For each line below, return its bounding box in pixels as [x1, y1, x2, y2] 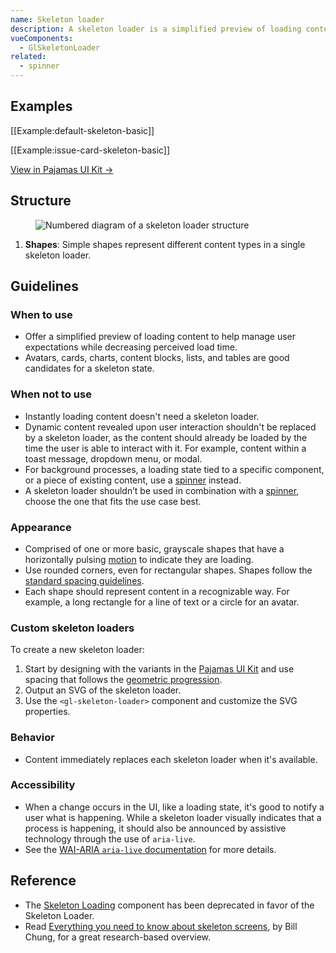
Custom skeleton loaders [10, 621, 135, 635]
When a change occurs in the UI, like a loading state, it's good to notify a [24, 801, 325, 813]
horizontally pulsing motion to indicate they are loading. [24, 553, 254, 565]
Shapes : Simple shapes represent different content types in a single [24, 238, 306, 250]
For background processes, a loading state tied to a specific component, [24, 463, 325, 475]
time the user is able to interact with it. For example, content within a [24, 442, 307, 454]
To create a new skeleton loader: [10, 644, 145, 656]
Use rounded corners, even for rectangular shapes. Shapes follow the [24, 564, 313, 576]
